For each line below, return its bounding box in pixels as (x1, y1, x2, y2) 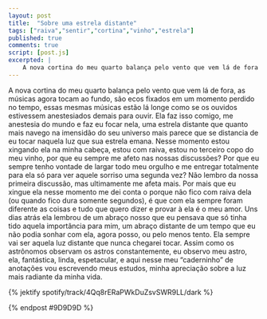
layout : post (8, 11, 52, 20)
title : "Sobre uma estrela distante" (8, 19, 137, 27)
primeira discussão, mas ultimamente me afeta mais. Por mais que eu (8, 179, 237, 188)
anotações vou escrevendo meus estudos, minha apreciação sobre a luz (8, 263, 247, 273)
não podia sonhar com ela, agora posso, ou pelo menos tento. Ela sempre (8, 229, 250, 239)
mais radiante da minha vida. (8, 272, 103, 282)
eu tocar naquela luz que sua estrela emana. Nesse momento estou (8, 136, 230, 146)
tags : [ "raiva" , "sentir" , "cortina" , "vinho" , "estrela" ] (8, 26, 194, 34)
